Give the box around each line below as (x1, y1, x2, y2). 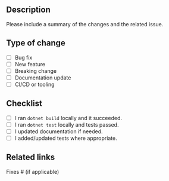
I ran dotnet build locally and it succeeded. (14, 114, 122, 121)
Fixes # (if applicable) (6, 168, 60, 175)
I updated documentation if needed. (14, 128, 103, 135)
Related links (6, 152, 55, 162)
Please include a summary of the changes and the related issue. (6, 20, 164, 27)
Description (6, 5, 51, 15)
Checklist (6, 99, 43, 109)
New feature (14, 60, 46, 68)
